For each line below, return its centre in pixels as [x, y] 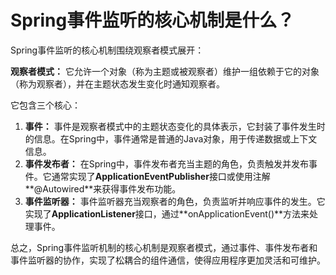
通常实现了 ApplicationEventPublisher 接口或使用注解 [161, 176]
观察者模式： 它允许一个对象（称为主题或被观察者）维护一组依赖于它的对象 [165, 71]
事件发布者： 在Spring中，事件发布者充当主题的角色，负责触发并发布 [166, 163]
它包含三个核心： [45, 105]
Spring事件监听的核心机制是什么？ [152, 20]
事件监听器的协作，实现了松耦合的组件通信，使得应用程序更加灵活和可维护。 [168, 260]
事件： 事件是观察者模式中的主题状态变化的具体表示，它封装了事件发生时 [175, 126]
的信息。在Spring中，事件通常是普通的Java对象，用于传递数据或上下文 [171, 138]
